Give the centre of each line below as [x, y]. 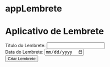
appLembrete [34, 9]
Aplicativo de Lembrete [54, 32]
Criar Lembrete [22, 59]
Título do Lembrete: [25, 46]
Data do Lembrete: [24, 52]
